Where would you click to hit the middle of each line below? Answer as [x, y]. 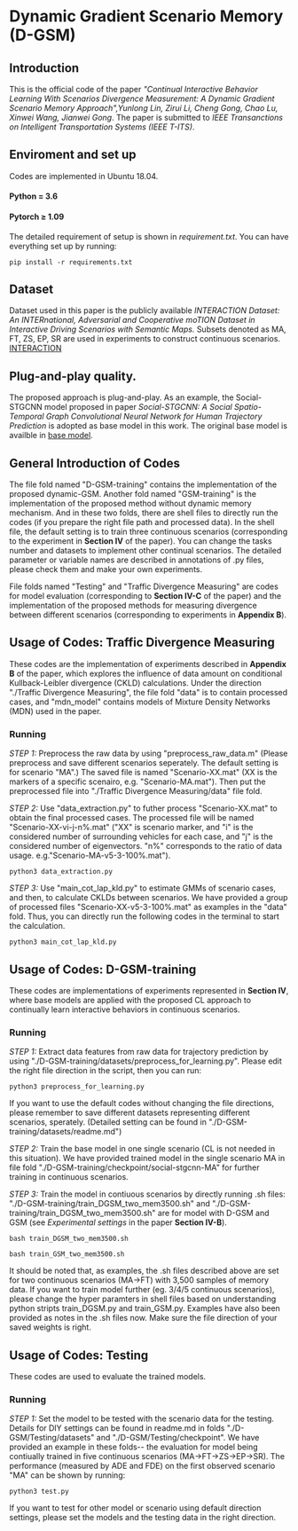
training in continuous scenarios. [69, 1177]
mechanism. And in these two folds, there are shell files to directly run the [144, 513]
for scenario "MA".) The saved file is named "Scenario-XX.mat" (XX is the [143, 773]
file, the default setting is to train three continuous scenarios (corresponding [149, 532]
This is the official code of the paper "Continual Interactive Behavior [134, 89]
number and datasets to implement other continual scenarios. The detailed [145, 551]
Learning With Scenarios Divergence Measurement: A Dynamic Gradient [142, 98]
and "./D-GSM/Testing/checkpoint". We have [178, 1438]
